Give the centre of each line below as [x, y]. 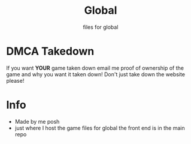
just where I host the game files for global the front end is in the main [100, 128]
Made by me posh [37, 121]
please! [15, 80]
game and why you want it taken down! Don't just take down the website [96, 74]
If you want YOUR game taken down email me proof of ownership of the [95, 68]
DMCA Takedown [50, 51]
